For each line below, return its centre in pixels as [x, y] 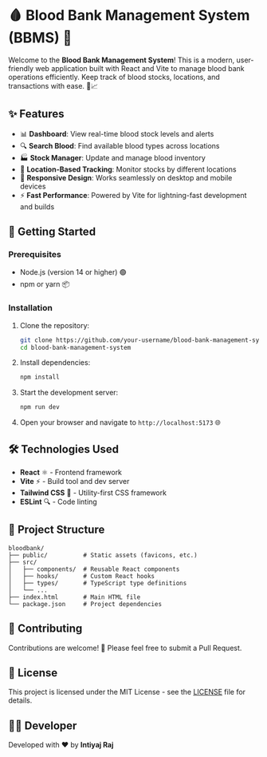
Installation [31, 308]
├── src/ [23, 562]
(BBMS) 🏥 [40, 38]
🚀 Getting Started [52, 232]
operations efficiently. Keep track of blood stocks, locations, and [114, 77]
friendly [21, 68]
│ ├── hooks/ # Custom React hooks [82, 576]
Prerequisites [35, 255]
